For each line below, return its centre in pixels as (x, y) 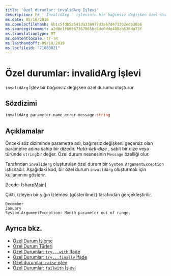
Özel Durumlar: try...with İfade (46, 252)
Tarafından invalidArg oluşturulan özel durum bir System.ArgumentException (85, 164)
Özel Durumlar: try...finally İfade (50, 257)
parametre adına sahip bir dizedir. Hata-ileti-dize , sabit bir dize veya (77, 149)
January (13, 209)
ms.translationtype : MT (31, 34)
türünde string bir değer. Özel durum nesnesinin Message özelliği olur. (78, 154)
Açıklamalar (25, 131)
